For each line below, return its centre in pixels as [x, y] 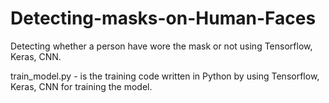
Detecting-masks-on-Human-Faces [163, 18]
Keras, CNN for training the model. [81, 86]
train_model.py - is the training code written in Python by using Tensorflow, [165, 76]
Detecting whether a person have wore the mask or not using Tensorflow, [161, 46]
